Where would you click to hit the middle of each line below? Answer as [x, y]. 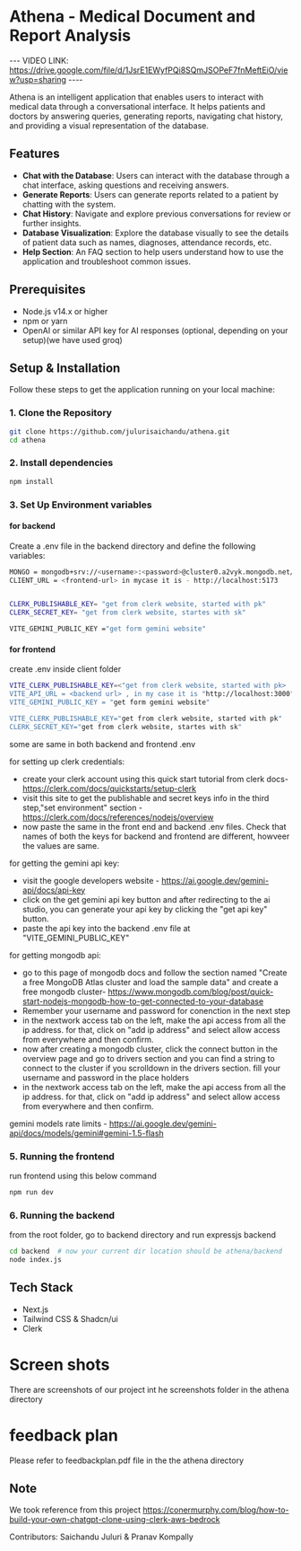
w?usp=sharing [38, 79]
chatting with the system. [69, 204]
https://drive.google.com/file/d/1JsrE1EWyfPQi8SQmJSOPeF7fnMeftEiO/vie [149, 70]
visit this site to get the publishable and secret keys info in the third [146, 798]
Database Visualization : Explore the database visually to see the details [155, 233]
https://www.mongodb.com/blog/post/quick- [191, 991]
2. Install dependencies [61, 463]
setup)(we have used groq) [72, 339]
